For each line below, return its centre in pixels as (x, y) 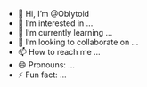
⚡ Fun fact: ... (42, 75)
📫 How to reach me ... (59, 52)
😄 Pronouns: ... (46, 65)
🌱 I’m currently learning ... (65, 32)
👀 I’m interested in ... (55, 23)
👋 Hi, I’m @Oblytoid (53, 14)
